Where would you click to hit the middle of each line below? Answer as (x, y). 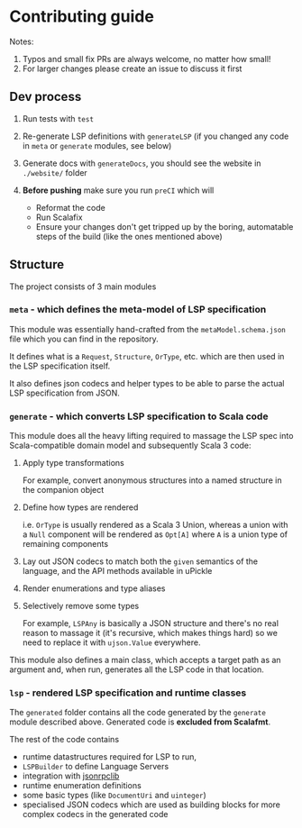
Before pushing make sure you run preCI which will (118, 190)
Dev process (46, 97)
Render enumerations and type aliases (94, 588)
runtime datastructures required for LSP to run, (109, 757)
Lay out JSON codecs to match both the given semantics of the (140, 561)
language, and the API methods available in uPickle (117, 571)
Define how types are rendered (80, 507)
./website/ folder (55, 172)
